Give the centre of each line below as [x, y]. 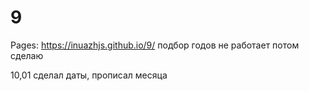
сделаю [27, 55]
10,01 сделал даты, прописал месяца [89, 75]
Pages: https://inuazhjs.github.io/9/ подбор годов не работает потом [155, 45]
